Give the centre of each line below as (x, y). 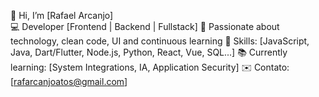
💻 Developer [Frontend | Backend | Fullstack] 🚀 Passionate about (145, 26)
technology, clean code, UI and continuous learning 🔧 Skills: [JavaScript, (160, 41)
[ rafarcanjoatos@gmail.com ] (69, 81)
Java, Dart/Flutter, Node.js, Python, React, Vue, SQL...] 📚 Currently (149, 52)
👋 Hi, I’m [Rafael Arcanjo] (62, 15)
